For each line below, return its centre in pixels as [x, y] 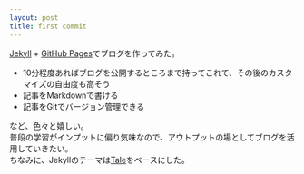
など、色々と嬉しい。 [49, 126]
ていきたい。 [49, 148]
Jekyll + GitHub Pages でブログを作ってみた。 [94, 53]
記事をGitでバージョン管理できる [83, 106]
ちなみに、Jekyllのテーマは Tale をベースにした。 [99, 159]
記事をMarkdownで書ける [70, 95]
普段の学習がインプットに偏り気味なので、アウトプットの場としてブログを [148, 137]
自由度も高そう [82, 83]
